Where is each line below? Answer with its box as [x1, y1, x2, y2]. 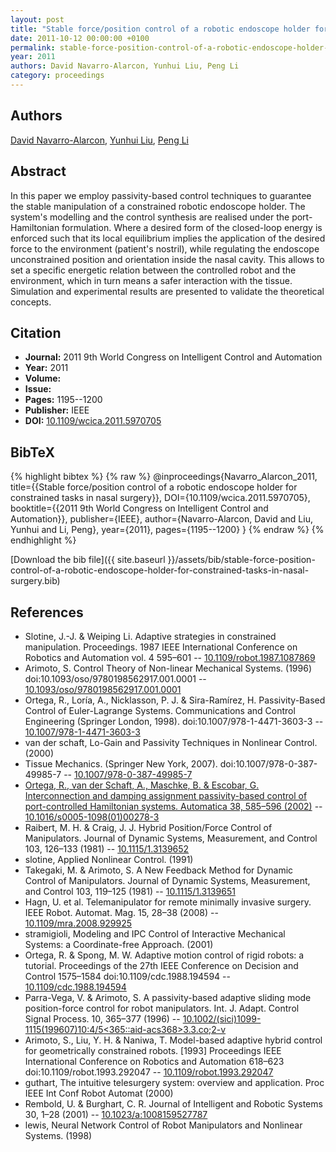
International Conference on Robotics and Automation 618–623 [24, 1055, 285, 1067]
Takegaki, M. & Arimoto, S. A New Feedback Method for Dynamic [24, 864, 294, 876]
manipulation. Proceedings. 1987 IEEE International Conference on [24, 641, 298, 653]
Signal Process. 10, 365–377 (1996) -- [24, 1012, 181, 1025]
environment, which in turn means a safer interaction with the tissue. [10, 274, 293, 286]
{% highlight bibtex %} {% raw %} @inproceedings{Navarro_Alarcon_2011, [10, 471, 318, 483]
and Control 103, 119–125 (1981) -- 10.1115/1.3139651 [24, 885, 236, 897]
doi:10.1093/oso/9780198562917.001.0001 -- [24, 672, 207, 685]
